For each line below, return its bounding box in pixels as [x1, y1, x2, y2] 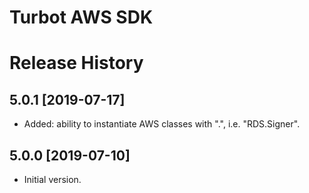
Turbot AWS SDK [9, 6, 154, 29]
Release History [9, 52, 144, 75]
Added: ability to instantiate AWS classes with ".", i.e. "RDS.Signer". [23, 118, 301, 130]
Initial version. [23, 174, 82, 185]
